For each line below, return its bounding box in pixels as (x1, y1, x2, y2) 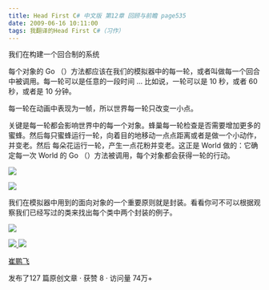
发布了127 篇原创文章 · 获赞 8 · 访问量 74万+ (8, 273, 153, 283)
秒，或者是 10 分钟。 (8, 87, 76, 96)
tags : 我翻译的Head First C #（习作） (8, 26, 125, 34)
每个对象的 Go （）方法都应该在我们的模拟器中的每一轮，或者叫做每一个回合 (8, 66, 260, 76)
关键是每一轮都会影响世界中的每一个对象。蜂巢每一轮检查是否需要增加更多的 (8, 121, 261, 131)
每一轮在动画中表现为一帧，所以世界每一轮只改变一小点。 (8, 103, 198, 113)
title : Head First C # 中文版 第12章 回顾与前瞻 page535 (8, 11, 187, 20)
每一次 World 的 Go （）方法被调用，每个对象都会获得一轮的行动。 (14, 151, 235, 160)
